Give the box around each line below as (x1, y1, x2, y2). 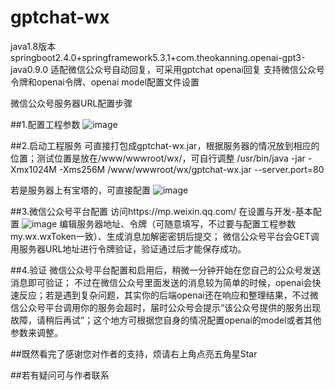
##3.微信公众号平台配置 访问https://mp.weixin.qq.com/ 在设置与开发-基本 (10, 205, 313, 217)
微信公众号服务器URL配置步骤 (10, 97, 133, 109)
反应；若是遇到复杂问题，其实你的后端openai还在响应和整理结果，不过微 (18, 289, 319, 301)
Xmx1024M (10, 163, 57, 175)
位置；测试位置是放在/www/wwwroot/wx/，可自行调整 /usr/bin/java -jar (10, 152, 306, 164)
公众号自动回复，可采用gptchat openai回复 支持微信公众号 (84, 63, 325, 75)
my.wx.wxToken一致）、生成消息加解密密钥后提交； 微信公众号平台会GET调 (10, 230, 320, 242)
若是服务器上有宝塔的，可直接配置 (10, 184, 151, 196)
